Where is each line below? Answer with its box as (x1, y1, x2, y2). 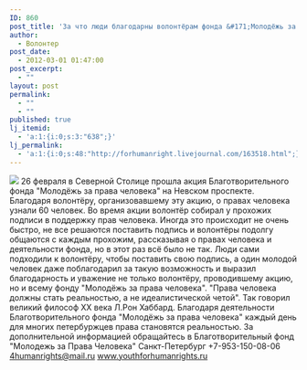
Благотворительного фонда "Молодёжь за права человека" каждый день (9, 312, 297, 322)
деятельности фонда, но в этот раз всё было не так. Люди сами (9, 243, 260, 254)
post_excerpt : (9, 65, 64, 74)
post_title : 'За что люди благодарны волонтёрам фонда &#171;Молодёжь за (9, 22, 297, 31)
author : (9, 30, 39, 39)
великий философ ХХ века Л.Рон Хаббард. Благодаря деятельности (9, 301, 275, 312)
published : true (9, 115, 71, 124)
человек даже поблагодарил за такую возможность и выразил (9, 262, 257, 274)
